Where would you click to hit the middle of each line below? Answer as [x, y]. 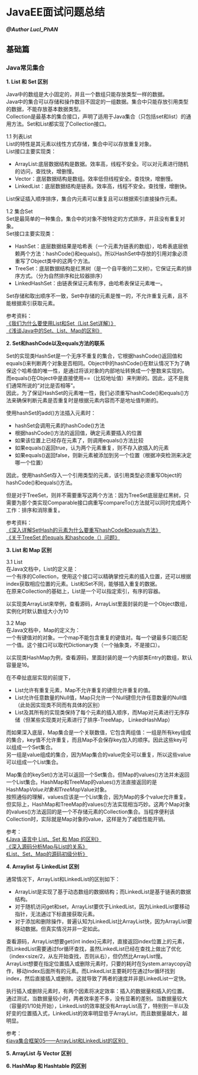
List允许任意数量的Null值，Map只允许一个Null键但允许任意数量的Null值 [101, 698]
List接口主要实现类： [31, 151]
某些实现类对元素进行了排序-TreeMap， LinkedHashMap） [102, 720]
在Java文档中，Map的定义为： [43, 630]
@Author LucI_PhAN [32, 29]
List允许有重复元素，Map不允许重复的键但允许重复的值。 [84, 690]
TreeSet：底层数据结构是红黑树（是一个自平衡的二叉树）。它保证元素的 [101, 269]
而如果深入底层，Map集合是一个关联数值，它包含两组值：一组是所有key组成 [99, 732]
